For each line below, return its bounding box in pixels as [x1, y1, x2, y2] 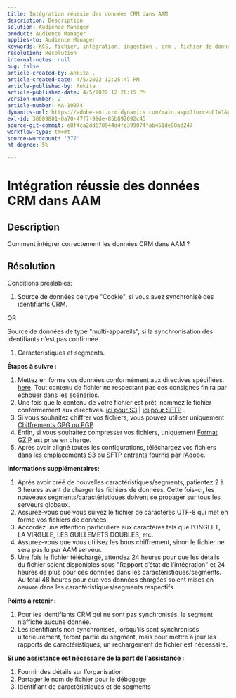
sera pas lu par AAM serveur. [17, 545, 103, 553]
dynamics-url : [7, 109, 49, 116]
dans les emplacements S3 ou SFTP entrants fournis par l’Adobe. [17, 451, 206, 459]
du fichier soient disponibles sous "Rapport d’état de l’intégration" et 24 [17, 560, 225, 568]
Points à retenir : [7, 596, 56, 605]
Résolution [7, 260, 55, 272]
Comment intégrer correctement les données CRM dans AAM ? [7, 240, 190, 248]
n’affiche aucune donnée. [17, 618, 91, 626]
